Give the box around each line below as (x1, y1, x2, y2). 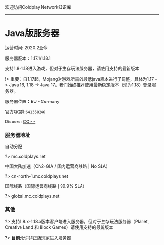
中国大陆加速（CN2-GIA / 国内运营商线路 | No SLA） (5, 163, 111, 169)
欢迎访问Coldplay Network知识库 (5, 4, 72, 10)
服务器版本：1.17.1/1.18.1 (5, 55, 51, 61)
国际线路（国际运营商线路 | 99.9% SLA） (5, 184, 87, 189)
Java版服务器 (5, 28, 60, 39)
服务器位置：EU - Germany (5, 98, 60, 104)
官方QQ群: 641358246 (5, 109, 45, 115)
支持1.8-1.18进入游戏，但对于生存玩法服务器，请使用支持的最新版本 (5, 65, 140, 71)
